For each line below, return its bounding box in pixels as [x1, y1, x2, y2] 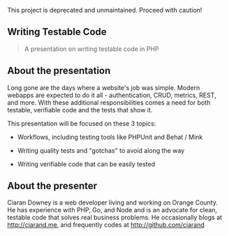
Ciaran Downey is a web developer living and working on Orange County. [7, 198, 218, 207]
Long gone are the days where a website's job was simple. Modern [7, 83, 200, 91]
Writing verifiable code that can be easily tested [17, 160, 156, 168]
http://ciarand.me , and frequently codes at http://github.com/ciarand [7, 221, 205, 229]
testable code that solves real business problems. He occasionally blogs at [7, 213, 222, 222]
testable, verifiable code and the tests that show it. [7, 105, 153, 114]
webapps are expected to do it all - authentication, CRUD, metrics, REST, [7, 91, 216, 99]
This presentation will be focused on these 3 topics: [7, 119, 156, 128]
